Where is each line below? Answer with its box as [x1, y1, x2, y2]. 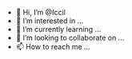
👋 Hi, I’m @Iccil [15, 8, 66, 17]
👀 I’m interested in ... [15, 16, 84, 26]
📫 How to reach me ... [15, 42, 90, 51]
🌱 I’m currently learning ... [15, 25, 102, 33]
